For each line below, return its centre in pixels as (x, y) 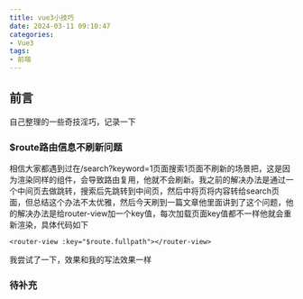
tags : (19, 51)
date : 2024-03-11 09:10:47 (60, 26)
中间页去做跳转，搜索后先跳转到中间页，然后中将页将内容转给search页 (148, 191)
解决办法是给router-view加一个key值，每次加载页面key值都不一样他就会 (150, 213)
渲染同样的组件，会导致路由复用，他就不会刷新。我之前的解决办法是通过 (151, 180)
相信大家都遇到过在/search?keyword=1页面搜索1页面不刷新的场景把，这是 (146, 168)
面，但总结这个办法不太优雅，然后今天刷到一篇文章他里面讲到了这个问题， (147, 203)
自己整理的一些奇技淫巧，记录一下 (73, 122)
